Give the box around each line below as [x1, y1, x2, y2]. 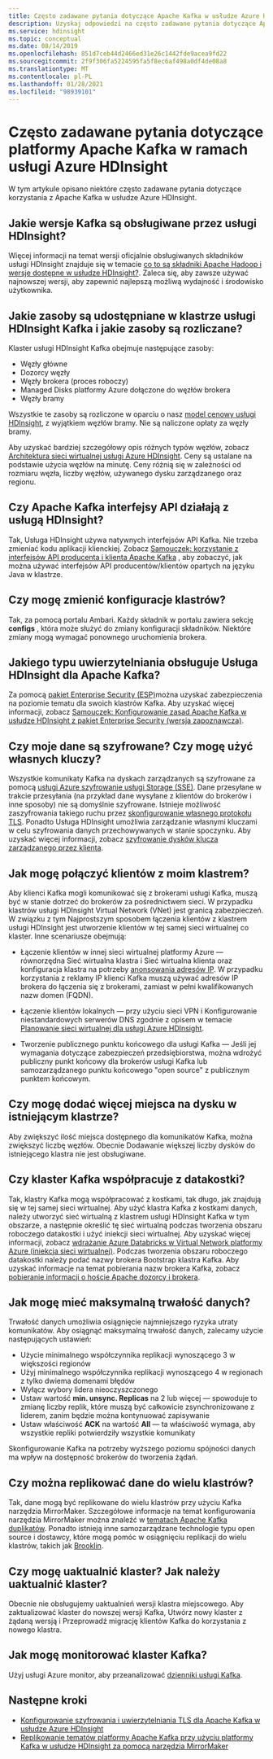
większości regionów [19, 1359, 91, 1368]
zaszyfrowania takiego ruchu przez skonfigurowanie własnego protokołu [8, 808, 252, 818]
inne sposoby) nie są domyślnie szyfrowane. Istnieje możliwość [8, 799, 222, 810]
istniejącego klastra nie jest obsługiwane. [8, 1149, 146, 1158]
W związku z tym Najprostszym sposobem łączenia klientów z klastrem [8, 914, 248, 924]
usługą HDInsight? [8, 514, 104, 527]
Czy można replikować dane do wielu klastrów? [8, 1476, 254, 1490]
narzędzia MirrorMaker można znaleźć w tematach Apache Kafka [8, 1515, 227, 1525]
